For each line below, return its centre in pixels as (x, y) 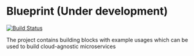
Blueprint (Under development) (87, 11)
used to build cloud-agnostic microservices (61, 46)
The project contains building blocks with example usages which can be (97, 40)
